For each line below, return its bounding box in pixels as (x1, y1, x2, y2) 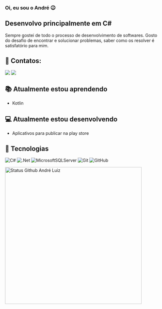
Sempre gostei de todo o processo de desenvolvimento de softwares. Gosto (5, 32, 158, 38)
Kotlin (12, 100, 24, 106)
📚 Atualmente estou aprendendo (5, 85, 108, 93)
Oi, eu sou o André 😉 (5, 4, 56, 11)
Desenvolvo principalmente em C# (5, 19, 112, 28)
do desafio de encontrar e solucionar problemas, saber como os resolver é (5, 37, 155, 43)
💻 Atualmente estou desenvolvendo (5, 115, 118, 123)
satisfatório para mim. (5, 42, 49, 48)
